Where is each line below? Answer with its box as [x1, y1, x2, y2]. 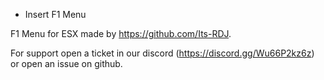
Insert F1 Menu [24, 9, 87, 20]
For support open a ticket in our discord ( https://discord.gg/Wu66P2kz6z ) [10, 47, 315, 59]
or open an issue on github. [10, 58, 123, 69]
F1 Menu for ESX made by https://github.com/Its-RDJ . [10, 28, 232, 39]
